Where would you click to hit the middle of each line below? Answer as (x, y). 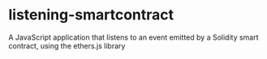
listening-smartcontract (91, 15)
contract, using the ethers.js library (67, 45)
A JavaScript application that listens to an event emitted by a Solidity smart (133, 37)
